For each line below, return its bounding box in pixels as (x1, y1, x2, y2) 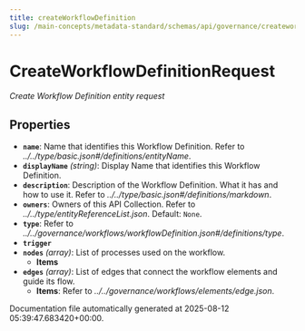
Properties (9, 117, 71, 132)
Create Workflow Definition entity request (9, 91, 165, 102)
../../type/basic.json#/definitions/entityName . (22, 151, 192, 161)
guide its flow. (22, 276, 75, 287)
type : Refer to (22, 219, 74, 229)
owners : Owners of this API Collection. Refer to (22, 199, 196, 209)
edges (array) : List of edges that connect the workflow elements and (22, 267, 279, 277)
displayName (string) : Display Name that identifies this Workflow (22, 161, 261, 171)
